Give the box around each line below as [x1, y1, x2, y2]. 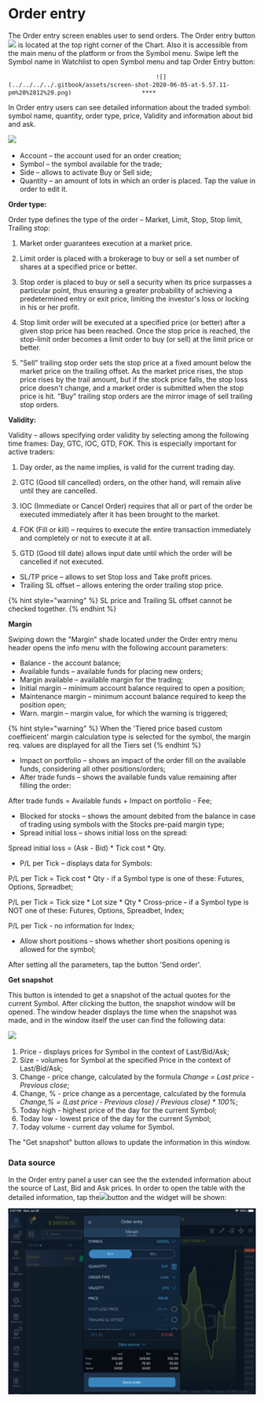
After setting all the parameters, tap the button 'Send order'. [8, 960, 202, 969]
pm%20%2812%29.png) [8, 88, 72, 97]
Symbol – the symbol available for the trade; [19, 159, 163, 168]
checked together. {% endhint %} [8, 604, 117, 613]
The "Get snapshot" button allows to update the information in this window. [8, 1137, 251, 1146]
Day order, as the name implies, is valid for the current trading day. [19, 462, 236, 472]
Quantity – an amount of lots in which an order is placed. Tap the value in [19, 176, 256, 185]
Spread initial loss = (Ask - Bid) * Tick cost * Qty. [8, 843, 167, 853]
